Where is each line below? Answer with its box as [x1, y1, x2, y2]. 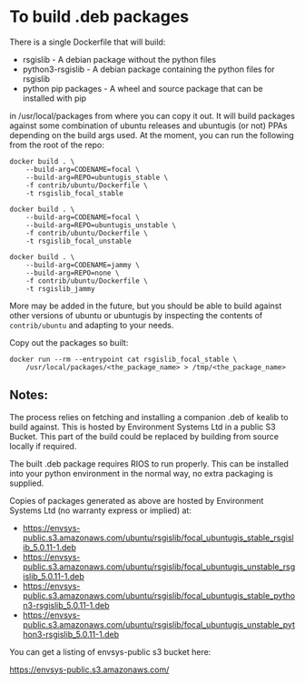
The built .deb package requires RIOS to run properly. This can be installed [9, 458, 289, 469]
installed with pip [22, 93, 86, 104]
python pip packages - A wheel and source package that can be [22, 83, 263, 94]
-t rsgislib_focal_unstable [25, 236, 132, 246]
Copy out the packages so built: [9, 337, 129, 347]
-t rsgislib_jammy [25, 284, 95, 293]
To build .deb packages [9, 6, 190, 27]
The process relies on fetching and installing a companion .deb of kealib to [9, 411, 289, 422]
